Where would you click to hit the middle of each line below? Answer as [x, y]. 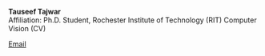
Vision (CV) [27, 28]
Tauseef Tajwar [35, 12]
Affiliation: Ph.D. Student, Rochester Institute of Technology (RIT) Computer [133, 20]
